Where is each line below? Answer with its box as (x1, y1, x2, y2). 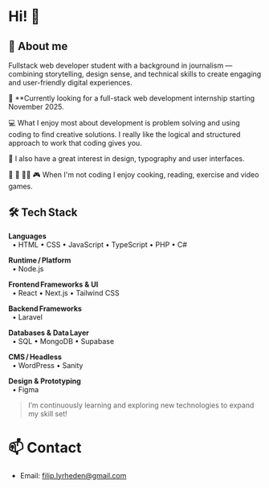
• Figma (11, 384, 39, 394)
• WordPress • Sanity (11, 360, 84, 370)
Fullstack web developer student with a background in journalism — (8, 60, 233, 70)
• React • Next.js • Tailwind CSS (11, 287, 120, 297)
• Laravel (11, 312, 43, 321)
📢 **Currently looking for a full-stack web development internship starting (8, 93, 255, 103)
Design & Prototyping (8, 376, 82, 386)
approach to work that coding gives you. (8, 139, 142, 147)
